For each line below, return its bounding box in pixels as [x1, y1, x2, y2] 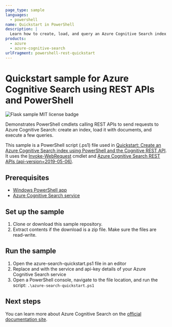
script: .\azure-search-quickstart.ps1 [12, 282, 94, 288]
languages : [5, 12, 29, 17]
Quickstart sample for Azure [5, 72, 129, 84]
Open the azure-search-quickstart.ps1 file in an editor [12, 260, 127, 266]
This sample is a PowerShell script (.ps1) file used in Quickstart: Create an [5, 142, 162, 148]
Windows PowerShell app [12, 187, 67, 193]
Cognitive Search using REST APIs [5, 83, 155, 95]
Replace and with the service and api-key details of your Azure [12, 265, 146, 272]
